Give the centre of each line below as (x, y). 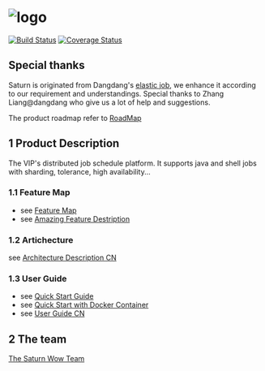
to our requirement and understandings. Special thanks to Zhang (116, 93)
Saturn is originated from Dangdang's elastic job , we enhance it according (132, 84)
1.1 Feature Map (39, 192)
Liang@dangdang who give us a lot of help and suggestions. (109, 102)
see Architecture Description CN (62, 258)
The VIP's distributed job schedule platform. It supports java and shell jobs (132, 163)
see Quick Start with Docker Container (84, 305)
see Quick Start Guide (57, 296)
